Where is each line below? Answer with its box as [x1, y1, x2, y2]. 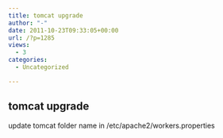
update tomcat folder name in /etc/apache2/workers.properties [8, 121, 216, 130]
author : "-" [8, 19, 48, 27]
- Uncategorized [15, 63, 69, 71]
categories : [8, 56, 48, 64]
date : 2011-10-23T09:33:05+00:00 [8, 26, 119, 34]
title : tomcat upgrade [8, 11, 83, 20]
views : [8, 41, 30, 49]
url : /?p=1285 [8, 33, 56, 42]
